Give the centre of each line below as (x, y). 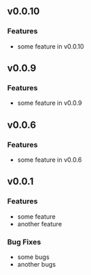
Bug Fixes (24, 242)
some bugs (33, 257)
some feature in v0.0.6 (49, 160)
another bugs (36, 265)
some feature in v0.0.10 (51, 46)
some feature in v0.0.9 (49, 103)
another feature (40, 224)
